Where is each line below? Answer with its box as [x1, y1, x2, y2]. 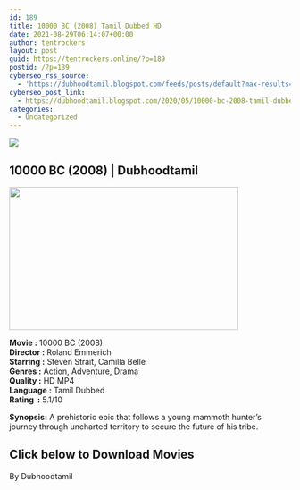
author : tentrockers [9, 38, 87, 47]
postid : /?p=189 [9, 63, 70, 72]
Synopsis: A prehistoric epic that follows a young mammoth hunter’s [9, 411, 262, 422]
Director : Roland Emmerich [9, 346, 112, 358]
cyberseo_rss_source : [9, 72, 90, 80]
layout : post [9, 46, 58, 55]
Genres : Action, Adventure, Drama [9, 366, 139, 376]
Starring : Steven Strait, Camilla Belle [9, 356, 146, 367]
